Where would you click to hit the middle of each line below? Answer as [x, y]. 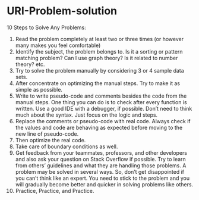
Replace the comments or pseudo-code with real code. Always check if [103, 121]
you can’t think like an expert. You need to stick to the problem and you [102, 178]
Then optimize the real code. [50, 140]
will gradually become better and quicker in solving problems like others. [104, 184]
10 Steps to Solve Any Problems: [46, 27]
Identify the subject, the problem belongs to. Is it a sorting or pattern [99, 51]
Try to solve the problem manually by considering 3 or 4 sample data [100, 70]
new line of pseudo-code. [47, 134]
